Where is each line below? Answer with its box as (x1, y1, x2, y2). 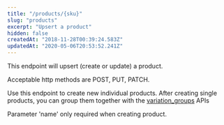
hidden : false (7, 29, 49, 37)
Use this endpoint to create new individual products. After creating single (7, 89, 218, 97)
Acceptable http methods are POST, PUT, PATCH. (7, 75, 150, 84)
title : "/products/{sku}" (7, 10, 82, 17)
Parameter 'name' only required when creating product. (7, 110, 167, 118)
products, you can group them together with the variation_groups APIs (7, 96, 209, 105)
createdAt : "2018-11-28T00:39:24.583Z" (7, 36, 124, 43)
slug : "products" (7, 17, 58, 24)
